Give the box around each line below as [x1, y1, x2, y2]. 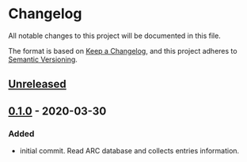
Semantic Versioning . [8, 55, 78, 64]
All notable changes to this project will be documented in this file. [8, 31, 222, 40]
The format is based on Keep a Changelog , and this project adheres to [8, 46, 237, 55]
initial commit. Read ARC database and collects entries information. [19, 146, 240, 156]
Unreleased [8, 77, 67, 91]
